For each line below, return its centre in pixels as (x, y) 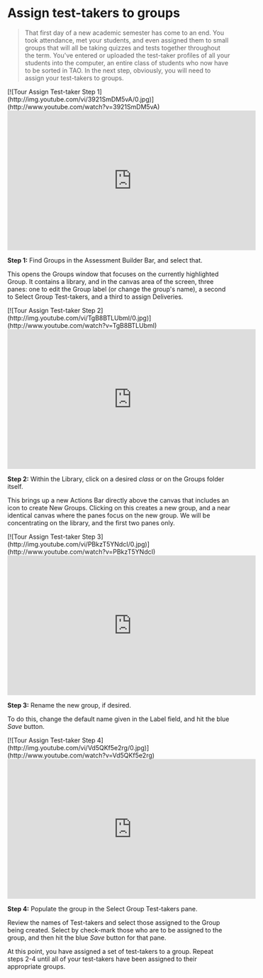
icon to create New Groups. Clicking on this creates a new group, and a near (119, 507)
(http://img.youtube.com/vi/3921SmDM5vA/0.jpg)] (81, 99)
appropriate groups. (37, 966)
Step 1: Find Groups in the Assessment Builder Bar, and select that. (105, 260)
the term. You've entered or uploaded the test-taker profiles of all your (127, 55)
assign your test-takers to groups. (74, 78)
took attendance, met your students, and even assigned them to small (127, 40)
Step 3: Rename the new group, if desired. (69, 705)
